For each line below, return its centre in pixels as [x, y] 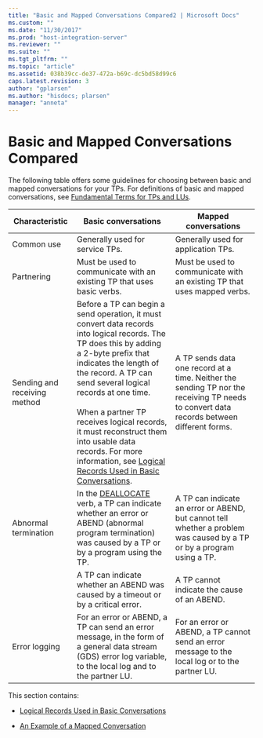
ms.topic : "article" [42, 67]
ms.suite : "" [29, 52]
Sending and [35, 383]
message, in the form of [121, 637]
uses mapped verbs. [213, 291]
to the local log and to [117, 667]
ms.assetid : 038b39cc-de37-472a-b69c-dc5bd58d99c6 [92, 74]
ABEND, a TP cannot [213, 632]
